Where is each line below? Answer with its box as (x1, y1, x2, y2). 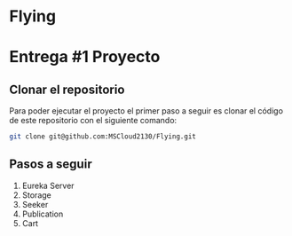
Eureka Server (21, 180, 75, 191)
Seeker (21, 199, 49, 209)
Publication (21, 208, 64, 219)
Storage (21, 189, 51, 201)
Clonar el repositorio (9, 82, 125, 97)
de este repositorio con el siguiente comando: (9, 115, 178, 126)
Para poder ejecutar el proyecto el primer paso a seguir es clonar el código (9, 106, 284, 116)
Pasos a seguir (9, 157, 92, 172)
